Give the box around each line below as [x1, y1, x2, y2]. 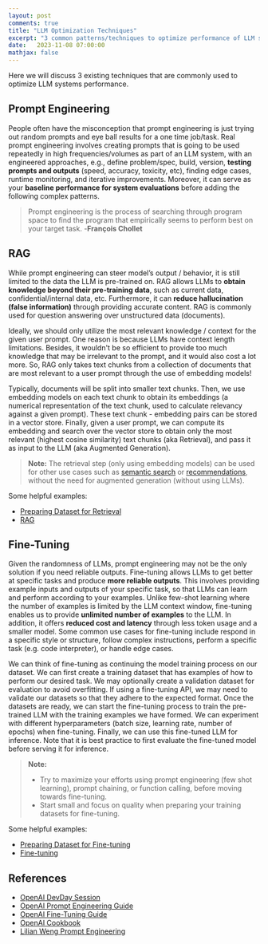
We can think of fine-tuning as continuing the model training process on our [8, 659, 258, 669]
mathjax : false [8, 49, 59, 57]
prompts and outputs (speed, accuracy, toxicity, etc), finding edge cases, [8, 165, 252, 176]
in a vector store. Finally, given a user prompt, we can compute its [8, 417, 225, 427]
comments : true [8, 19, 59, 27]
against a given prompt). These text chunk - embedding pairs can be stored [8, 409, 258, 419]
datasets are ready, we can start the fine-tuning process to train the [8, 701, 231, 711]
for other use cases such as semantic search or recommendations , [27, 467, 248, 476]
